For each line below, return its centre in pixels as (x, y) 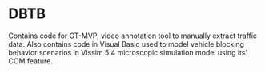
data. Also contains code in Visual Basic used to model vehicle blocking (126, 44)
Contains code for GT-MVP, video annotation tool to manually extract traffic (133, 36)
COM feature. (31, 61)
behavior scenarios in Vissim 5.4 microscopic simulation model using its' (128, 52)
